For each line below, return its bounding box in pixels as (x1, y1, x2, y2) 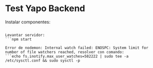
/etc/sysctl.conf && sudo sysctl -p (5, 58, 80, 63)
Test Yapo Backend (5, 3, 85, 14)
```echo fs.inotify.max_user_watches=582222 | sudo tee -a (5, 54, 129, 59)
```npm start (5, 37, 32, 42)
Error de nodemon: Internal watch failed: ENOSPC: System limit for (5, 45, 149, 50)
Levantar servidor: (5, 33, 45, 37)
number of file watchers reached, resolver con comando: (5, 50, 124, 54)
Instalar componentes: (5, 19, 51, 25)
